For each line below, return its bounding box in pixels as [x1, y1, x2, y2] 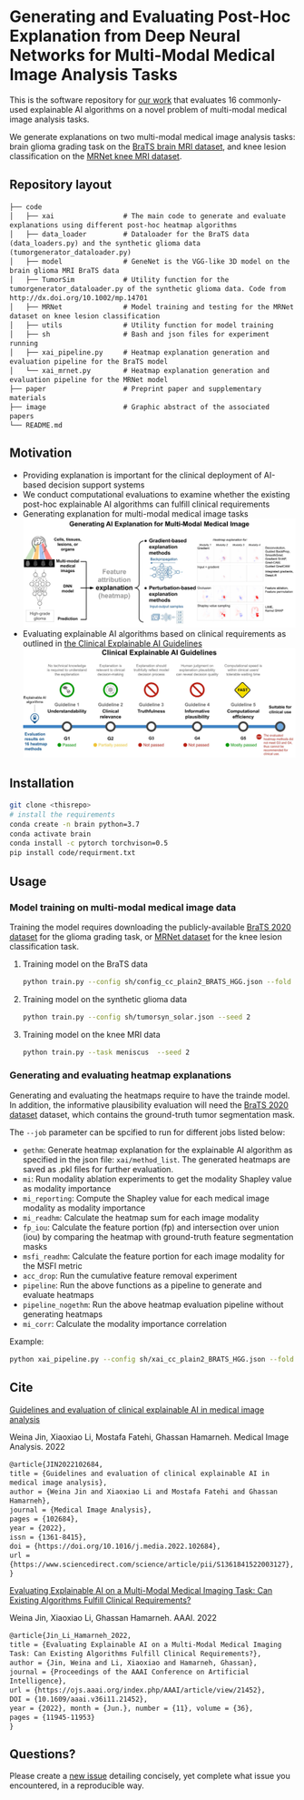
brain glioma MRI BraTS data [9, 266, 120, 275]
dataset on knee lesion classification [9, 311, 161, 320]
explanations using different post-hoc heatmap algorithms [9, 220, 238, 229]
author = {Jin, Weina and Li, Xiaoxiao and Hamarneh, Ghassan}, [9, 1658, 258, 1667]
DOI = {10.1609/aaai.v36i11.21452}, [9, 1694, 148, 1704]
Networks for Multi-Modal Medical [9, 45, 276, 65]
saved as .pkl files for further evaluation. [22, 1163, 174, 1174]
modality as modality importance [22, 1202, 146, 1213]
